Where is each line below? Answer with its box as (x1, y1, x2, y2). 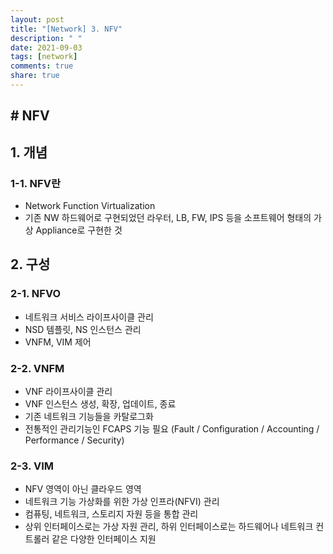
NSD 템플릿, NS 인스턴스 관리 (24, 323, 142, 335)
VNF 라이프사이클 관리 (24, 385, 113, 397)
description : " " (10, 33, 83, 43)
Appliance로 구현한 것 (35, 224, 123, 236)
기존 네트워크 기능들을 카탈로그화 (24, 410, 154, 422)
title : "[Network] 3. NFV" (10, 24, 123, 34)
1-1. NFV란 (10, 176, 61, 190)
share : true (10, 71, 60, 81)
